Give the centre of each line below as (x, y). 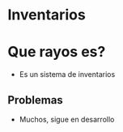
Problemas (36, 100)
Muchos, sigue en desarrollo (67, 119)
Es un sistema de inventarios (67, 75)
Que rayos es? (57, 52)
